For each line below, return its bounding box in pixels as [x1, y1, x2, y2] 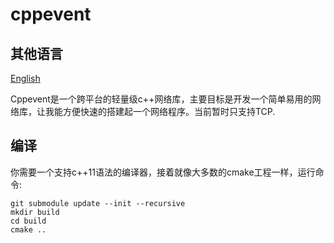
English [10, 73, 41, 84]
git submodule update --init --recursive [10, 198, 186, 208]
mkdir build [10, 207, 60, 217]
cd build [10, 216, 47, 226]
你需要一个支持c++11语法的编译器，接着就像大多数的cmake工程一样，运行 [10, 166, 316, 178]
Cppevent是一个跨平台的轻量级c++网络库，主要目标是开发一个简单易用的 [10, 93, 313, 105]
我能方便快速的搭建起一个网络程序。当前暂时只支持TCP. [44, 106, 276, 117]
